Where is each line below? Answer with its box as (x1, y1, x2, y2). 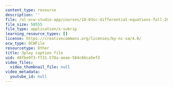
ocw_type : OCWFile (5, 41, 45, 46)
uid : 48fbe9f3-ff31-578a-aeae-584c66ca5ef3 (5, 55, 100, 60)
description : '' (5, 12, 40, 17)
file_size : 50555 (5, 21, 43, 27)
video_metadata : (5, 70, 40, 75)
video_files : (5, 60, 33, 65)
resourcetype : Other (5, 46, 50, 51)
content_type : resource (5, 7, 57, 13)
